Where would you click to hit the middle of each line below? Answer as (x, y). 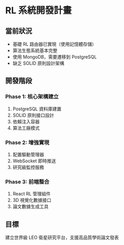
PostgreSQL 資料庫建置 (37, 109)
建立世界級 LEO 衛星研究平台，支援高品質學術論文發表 (62, 237)
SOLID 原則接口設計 (33, 115)
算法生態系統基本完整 (35, 51)
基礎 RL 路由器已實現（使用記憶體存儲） (54, 44)
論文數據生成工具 (30, 207)
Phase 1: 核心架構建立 (32, 96)
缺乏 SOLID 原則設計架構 (38, 63)
